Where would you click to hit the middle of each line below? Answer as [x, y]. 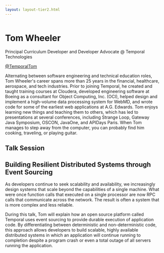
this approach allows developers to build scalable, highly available [72, 230]
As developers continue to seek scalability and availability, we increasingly [80, 184]
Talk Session [25, 148]
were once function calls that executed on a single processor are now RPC [80, 194]
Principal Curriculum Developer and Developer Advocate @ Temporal [75, 51]
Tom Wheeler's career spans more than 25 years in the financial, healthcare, [82, 81]
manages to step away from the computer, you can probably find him [75, 127]
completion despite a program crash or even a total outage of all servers [78, 240]
